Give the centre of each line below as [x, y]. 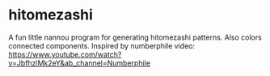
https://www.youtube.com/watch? [65, 54]
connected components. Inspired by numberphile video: [102, 45]
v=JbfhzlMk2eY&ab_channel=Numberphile [80, 63]
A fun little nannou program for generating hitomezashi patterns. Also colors [135, 37]
